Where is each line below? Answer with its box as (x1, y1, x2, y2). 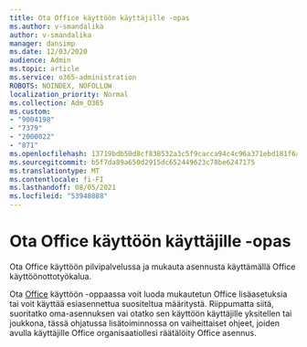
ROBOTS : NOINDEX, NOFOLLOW (9, 81, 112, 90)
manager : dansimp (9, 38, 76, 48)
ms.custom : (9, 107, 51, 116)
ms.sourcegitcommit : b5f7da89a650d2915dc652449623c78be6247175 (9, 157, 256, 167)
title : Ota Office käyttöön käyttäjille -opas (9, 13, 190, 23)
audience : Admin (9, 56, 71, 65)
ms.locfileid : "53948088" (9, 192, 108, 201)
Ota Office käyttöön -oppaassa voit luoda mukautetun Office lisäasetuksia (9, 289, 288, 300)
